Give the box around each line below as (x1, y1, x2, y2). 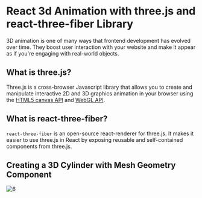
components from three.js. (6, 142, 72, 150)
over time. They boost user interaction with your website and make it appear (6, 43, 196, 51)
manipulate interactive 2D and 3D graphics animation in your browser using (6, 89, 194, 97)
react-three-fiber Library (6, 17, 134, 31)
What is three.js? (6, 68, 72, 78)
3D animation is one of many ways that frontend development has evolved (6, 37, 191, 44)
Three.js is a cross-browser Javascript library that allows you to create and (6, 83, 193, 91)
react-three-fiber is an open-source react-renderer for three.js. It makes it (6, 130, 194, 137)
